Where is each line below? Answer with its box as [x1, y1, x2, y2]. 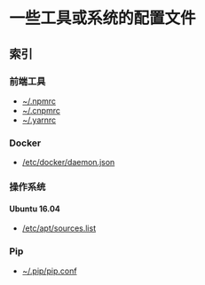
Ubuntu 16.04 [9, 203, 60, 214]
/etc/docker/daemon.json [21, 157, 115, 168]
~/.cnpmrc [21, 105, 60, 115]
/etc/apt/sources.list [21, 223, 96, 234]
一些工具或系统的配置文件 [9, 8, 197, 28]
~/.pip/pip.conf [21, 265, 77, 276]
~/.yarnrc [21, 115, 57, 125]
